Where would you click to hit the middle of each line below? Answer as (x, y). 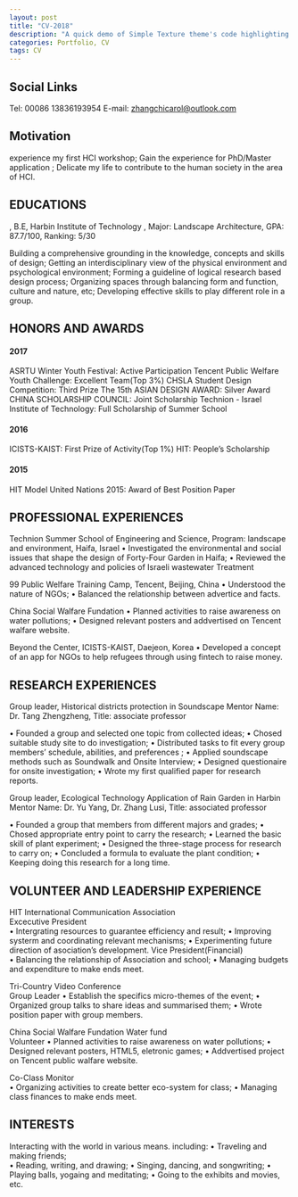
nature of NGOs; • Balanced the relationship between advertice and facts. (145, 594)
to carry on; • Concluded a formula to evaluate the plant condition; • (135, 854)
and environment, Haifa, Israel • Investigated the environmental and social (145, 549)
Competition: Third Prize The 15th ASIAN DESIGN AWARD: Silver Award (140, 390)
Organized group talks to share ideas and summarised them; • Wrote (136, 1005)
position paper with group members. (76, 1015)
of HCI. (22, 177)
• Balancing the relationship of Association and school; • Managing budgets (149, 959)
